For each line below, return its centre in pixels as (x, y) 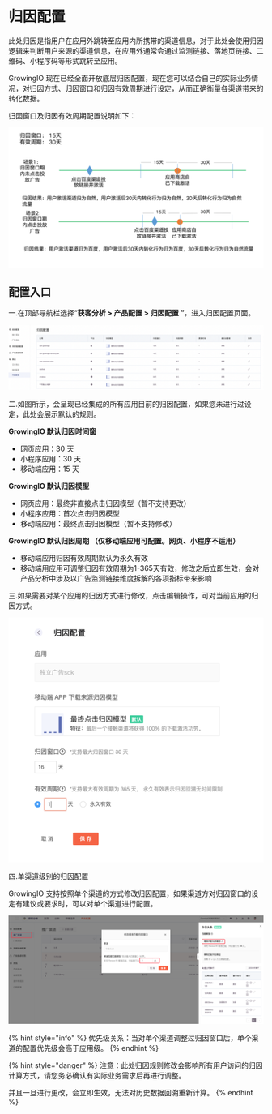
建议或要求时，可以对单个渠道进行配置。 (90, 903)
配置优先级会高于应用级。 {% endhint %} (91, 1048)
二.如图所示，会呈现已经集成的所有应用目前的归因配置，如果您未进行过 (127, 404)
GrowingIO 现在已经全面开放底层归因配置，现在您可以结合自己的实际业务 (130, 78)
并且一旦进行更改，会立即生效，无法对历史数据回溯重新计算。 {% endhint (131, 1092)
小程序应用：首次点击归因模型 (70, 514)
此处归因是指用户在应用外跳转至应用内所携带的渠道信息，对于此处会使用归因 (136, 41)
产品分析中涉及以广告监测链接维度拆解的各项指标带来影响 (116, 578)
